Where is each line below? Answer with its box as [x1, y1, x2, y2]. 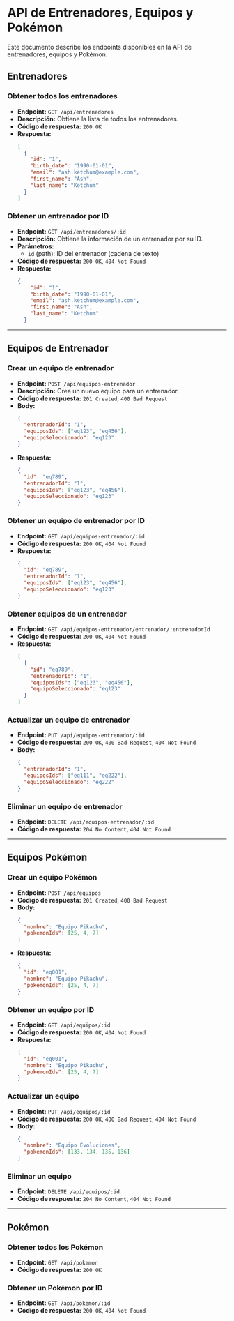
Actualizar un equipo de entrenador [7, 715, 130, 725]
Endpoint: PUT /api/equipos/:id [17, 1107, 111, 1115]
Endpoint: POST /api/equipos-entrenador [17, 379, 136, 388]
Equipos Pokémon [7, 852, 88, 863]
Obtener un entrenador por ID [7, 211, 109, 221]
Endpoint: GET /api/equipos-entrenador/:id [17, 531, 145, 540]
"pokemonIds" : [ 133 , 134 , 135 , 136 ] [24, 1149, 130, 1156]
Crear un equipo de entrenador [7, 363, 114, 373]
